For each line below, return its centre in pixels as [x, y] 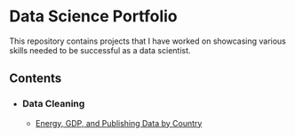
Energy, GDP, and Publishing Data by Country [119, 123]
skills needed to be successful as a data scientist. [100, 50]
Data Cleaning [53, 104]
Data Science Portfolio [93, 16]
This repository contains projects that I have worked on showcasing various [148, 41]
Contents [36, 79]
